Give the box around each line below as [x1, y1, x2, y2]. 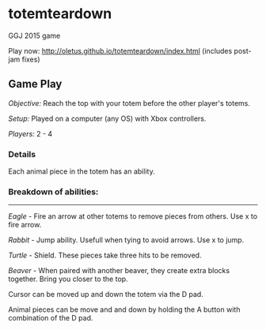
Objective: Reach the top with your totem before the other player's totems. [8, 98, 251, 107]
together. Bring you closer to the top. [8, 274, 128, 284]
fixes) [21, 54, 41, 64]
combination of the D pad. [8, 313, 93, 323]
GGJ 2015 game [8, 31, 61, 40]
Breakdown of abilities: [8, 186, 99, 197]
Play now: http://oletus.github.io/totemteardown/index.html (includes [8, 46, 233, 55]
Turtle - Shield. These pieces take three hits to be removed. [8, 250, 202, 261]
